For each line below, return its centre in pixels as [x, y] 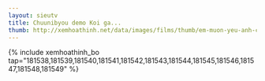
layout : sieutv [33, 15]
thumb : [19, 30]
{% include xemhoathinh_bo [54, 53]
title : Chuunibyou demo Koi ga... [65, 23]
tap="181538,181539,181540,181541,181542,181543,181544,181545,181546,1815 [131, 61]
